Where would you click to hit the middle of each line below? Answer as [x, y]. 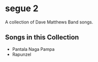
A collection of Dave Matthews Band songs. [49, 22]
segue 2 [22, 9]
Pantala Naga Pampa [33, 49]
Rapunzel [22, 54]
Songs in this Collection [42, 37]
